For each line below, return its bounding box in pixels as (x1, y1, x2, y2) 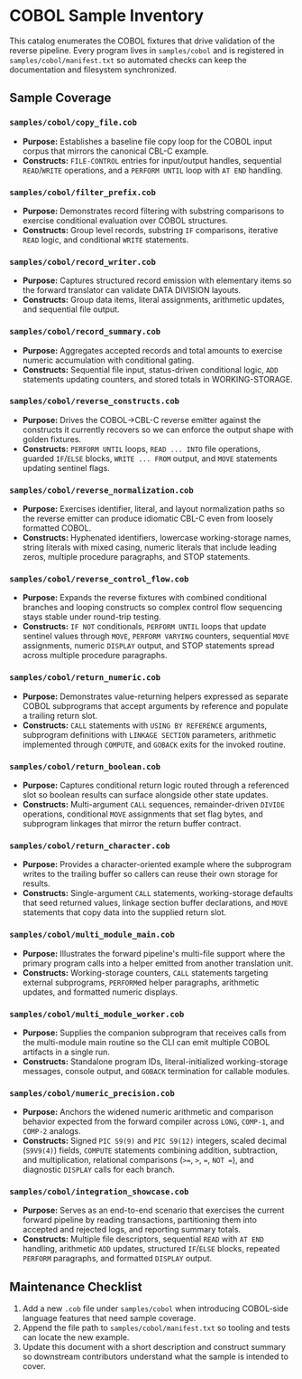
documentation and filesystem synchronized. (9, 64, 178, 75)
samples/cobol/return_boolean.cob (9, 761, 160, 771)
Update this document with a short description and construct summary (22, 1342, 287, 1353)
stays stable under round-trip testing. (22, 611, 161, 622)
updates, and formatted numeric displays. (22, 987, 178, 997)
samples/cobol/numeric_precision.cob (9, 1088, 176, 1099)
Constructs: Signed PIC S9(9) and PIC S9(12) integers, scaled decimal (22, 1136, 287, 1147)
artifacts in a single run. (22, 1046, 111, 1057)
